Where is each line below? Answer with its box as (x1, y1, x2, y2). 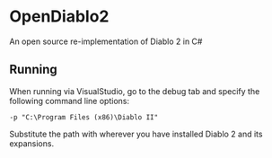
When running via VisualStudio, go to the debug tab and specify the (9, 85, 260, 96)
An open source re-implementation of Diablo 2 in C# (9, 36, 203, 47)
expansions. (9, 137, 55, 149)
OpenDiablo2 (9, 6, 110, 27)
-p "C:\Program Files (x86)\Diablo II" (9, 112, 159, 122)
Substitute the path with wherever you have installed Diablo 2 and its (9, 128, 263, 139)
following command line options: (9, 95, 130, 106)
